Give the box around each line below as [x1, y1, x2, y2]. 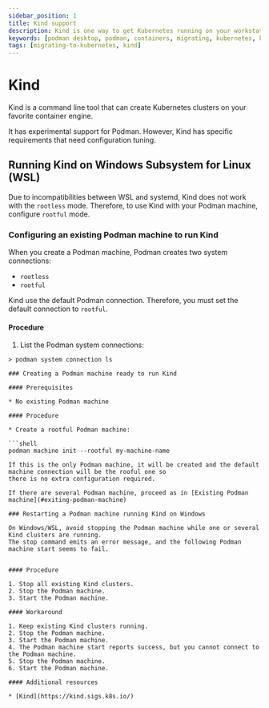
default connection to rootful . [8, 304, 108, 314]
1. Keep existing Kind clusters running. [8, 622, 149, 630]
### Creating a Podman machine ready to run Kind [8, 370, 178, 378]
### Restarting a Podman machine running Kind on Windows [8, 510, 206, 518]
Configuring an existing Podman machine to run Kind [8, 229, 219, 241]
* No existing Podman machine [8, 398, 110, 406]
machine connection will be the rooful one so [8, 468, 167, 476]
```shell [8, 440, 38, 448]
